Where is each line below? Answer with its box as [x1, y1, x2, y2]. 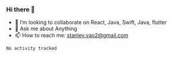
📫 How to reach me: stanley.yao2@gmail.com [14, 32, 129, 39]
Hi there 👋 [6, 5, 36, 14]
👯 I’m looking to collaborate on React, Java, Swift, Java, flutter [14, 19, 167, 26]
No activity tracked [6, 46, 58, 52]
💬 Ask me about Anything [14, 25, 77, 32]
